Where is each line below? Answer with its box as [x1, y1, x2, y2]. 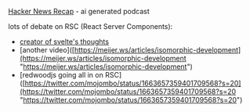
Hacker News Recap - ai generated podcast [8, 7, 150, 16]
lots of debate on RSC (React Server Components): [8, 22, 173, 31]
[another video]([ [19, 45, 75, 54]
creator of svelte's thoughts [19, 37, 110, 46]
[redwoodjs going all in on [19, 70, 103, 79]
